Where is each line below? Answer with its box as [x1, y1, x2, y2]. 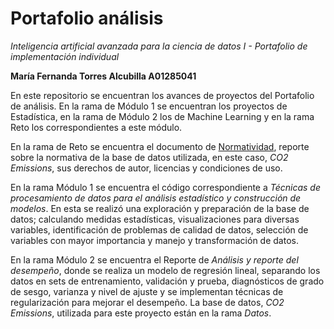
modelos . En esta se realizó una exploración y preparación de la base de [10, 202, 310, 214]
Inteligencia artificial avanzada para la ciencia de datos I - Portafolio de [10, 40, 308, 52]
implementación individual [10, 50, 120, 62]
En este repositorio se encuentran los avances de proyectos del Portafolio [10, 89, 315, 101]
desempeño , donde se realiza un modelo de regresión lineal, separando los [10, 264, 321, 276]
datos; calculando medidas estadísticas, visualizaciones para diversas [10, 213, 300, 225]
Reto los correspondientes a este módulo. [10, 121, 183, 133]
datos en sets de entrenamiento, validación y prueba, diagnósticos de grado [10, 275, 325, 287]
